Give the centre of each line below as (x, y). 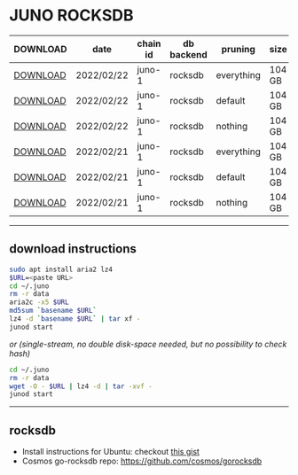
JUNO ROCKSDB (72, 16)
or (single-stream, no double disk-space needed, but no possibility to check (148, 344)
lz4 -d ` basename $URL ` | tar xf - (75, 319)
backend (188, 54)
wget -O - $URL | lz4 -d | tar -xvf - (81, 386)
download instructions (73, 249)
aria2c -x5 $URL (39, 302)
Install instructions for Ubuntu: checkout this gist (110, 452)
